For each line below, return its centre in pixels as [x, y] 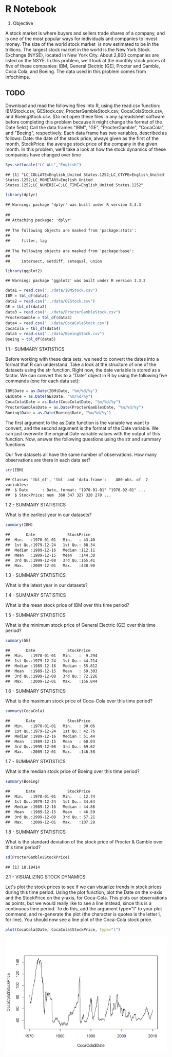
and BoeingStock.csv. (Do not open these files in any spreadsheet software [85, 116]
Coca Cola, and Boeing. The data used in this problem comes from [76, 71]
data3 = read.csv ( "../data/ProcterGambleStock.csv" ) [63, 312]
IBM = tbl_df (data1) [27, 296]
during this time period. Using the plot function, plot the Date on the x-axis [84, 892]
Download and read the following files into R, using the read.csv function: [83, 105]
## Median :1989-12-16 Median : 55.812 [51, 666]
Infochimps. [18, 77]
